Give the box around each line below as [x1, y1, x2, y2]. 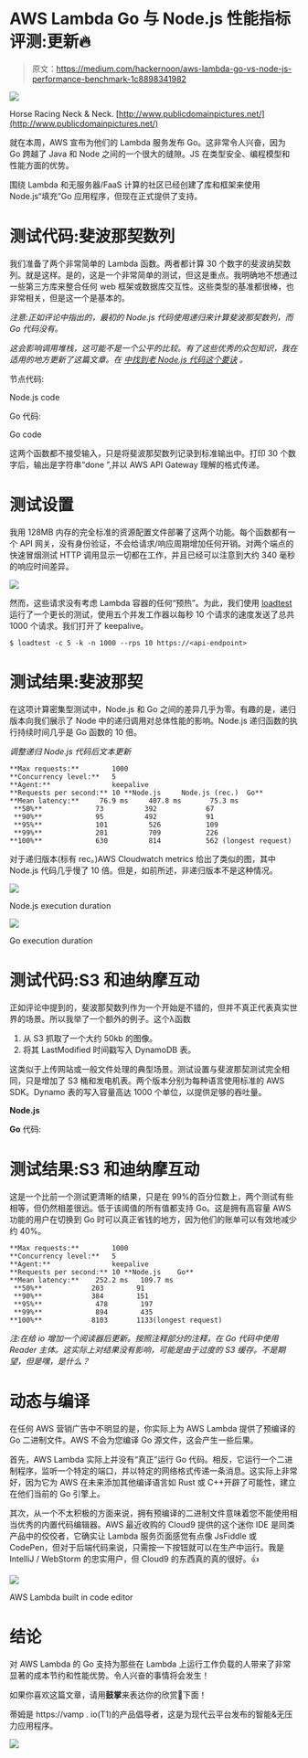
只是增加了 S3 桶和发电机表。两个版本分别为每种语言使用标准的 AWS [25, 1075, 285, 1086]
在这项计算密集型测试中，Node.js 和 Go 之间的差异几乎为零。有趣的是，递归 [9, 703, 297, 714]
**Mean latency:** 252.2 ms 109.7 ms [9, 1275, 174, 1284]
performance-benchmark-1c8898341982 [31, 73, 187, 84]
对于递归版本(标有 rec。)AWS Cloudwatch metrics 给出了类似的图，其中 [9, 853, 276, 864]
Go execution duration [9, 934, 93, 946]
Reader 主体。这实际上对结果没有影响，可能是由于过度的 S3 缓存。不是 [9, 1344, 278, 1355]
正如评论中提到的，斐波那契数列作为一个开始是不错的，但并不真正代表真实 [9, 1002, 290, 1013]
